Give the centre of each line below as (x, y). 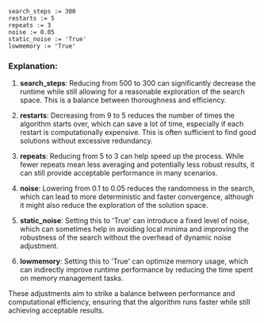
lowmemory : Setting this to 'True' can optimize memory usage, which (134, 261)
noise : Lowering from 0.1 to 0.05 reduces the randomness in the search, (137, 188)
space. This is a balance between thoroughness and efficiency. (123, 100)
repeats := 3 (30, 25)
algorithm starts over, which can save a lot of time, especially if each (132, 124)
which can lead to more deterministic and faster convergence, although (136, 197)
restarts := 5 (32, 18)
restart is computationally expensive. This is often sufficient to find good (138, 133)
